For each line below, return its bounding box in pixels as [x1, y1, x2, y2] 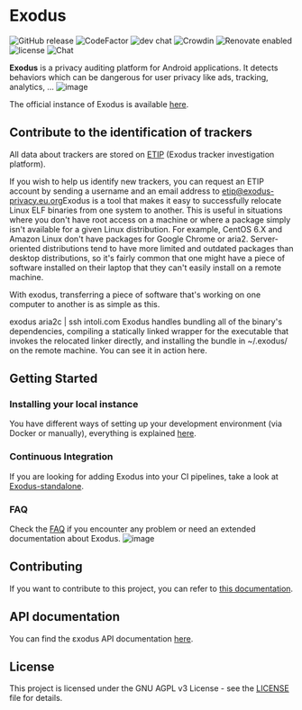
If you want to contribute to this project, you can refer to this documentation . [9, 583, 294, 594]
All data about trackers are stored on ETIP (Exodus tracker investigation [9, 149, 275, 159]
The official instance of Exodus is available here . [9, 98, 189, 109]
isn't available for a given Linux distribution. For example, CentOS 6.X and [9, 223, 282, 234]
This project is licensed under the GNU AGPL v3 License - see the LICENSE [9, 683, 290, 694]
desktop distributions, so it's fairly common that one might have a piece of [9, 252, 286, 263]
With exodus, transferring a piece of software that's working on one [9, 289, 261, 300]
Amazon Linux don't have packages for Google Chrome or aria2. [9, 233, 249, 244]
